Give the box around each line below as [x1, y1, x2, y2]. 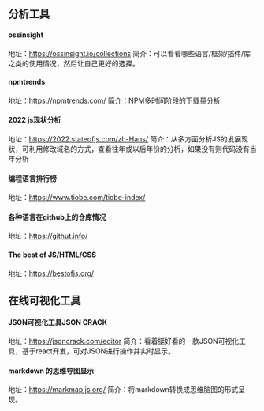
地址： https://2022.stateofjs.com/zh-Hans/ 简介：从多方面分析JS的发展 [8, 134, 242, 144]
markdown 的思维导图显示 [8, 366, 95, 375]
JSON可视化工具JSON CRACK [8, 317, 108, 326]
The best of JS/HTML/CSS [8, 250, 97, 259]
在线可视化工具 [8, 294, 81, 307]
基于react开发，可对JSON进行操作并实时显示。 [21, 346, 176, 356]
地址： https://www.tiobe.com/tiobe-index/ [8, 193, 146, 202]
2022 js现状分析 [8, 115, 61, 125]
